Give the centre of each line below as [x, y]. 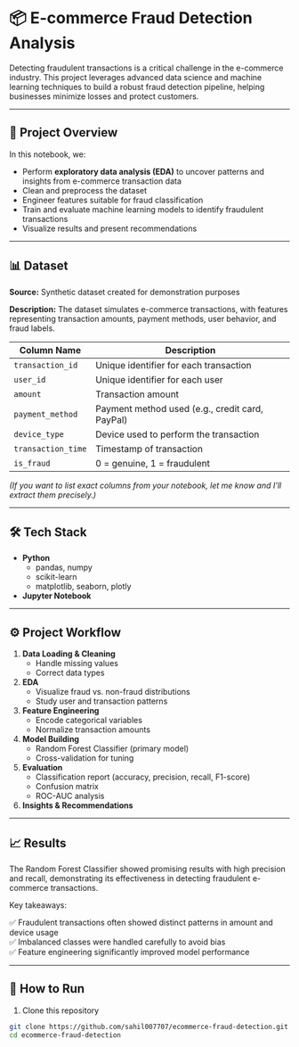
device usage [34, 932]
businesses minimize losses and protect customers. [104, 96]
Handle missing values [77, 664]
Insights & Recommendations [77, 805]
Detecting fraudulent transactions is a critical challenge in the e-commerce [146, 68]
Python [36, 558]
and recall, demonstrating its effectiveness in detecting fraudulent [130, 878]
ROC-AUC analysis [70, 796]
